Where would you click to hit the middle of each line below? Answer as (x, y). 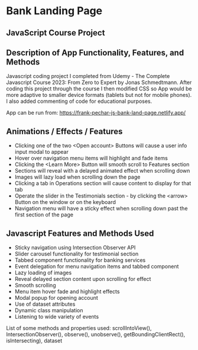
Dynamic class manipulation (49, 310)
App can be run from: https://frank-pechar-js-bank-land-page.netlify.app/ (96, 113)
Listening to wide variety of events (57, 317)
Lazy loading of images (43, 273)
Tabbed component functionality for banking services (80, 260)
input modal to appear (42, 152)
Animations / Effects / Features (64, 131)
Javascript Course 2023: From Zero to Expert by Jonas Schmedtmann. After (99, 82)
